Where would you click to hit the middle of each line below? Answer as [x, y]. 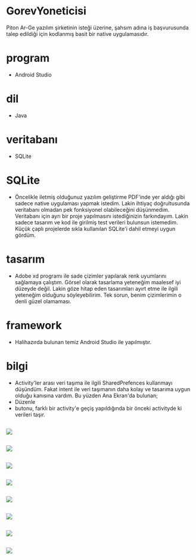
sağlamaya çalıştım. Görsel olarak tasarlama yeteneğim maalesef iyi [98, 282]
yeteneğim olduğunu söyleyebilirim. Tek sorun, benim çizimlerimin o [98, 295]
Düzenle [25, 401]
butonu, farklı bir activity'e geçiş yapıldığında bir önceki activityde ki [98, 408]
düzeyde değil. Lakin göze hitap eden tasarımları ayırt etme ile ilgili [96, 288]
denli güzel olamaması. [43, 301]
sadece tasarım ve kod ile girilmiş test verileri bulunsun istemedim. [96, 222]
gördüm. [25, 235]
